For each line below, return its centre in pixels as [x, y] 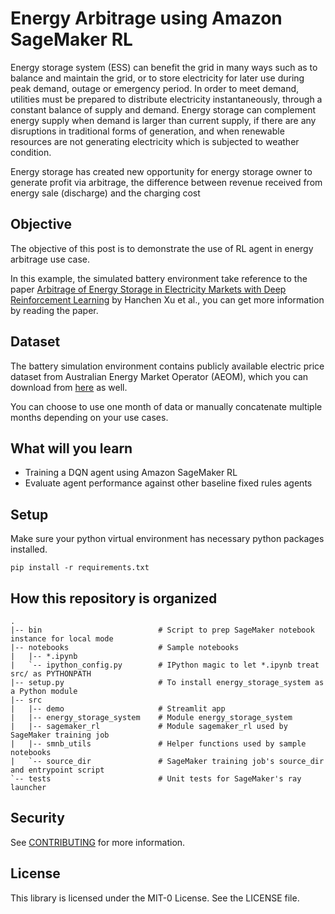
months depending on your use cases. [89, 417]
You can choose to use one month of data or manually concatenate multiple [166, 406]
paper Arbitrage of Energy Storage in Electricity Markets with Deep [148, 289]
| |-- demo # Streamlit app [118, 709]
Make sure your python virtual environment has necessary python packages [167, 539]
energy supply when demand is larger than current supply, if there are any [163, 120]
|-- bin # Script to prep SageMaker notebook [162, 630]
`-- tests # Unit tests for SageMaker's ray [156, 779]
